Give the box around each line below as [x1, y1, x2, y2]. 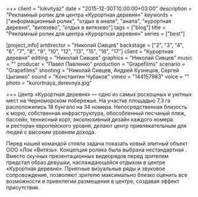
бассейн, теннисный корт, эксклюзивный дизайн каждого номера [6, 116, 173, 123]
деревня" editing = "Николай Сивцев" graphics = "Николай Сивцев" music [6, 54, 193, 61]
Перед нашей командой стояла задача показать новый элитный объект [6, 140, 188, 147]
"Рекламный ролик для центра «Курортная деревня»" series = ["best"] [6, 30, 185, 37]
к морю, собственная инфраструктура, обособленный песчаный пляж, [6, 109, 186, 117]
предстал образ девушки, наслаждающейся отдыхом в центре [6, 159, 165, 166]
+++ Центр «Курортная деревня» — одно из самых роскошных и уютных [6, 91, 192, 98]
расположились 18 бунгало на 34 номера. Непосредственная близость [6, 104, 187, 110]
